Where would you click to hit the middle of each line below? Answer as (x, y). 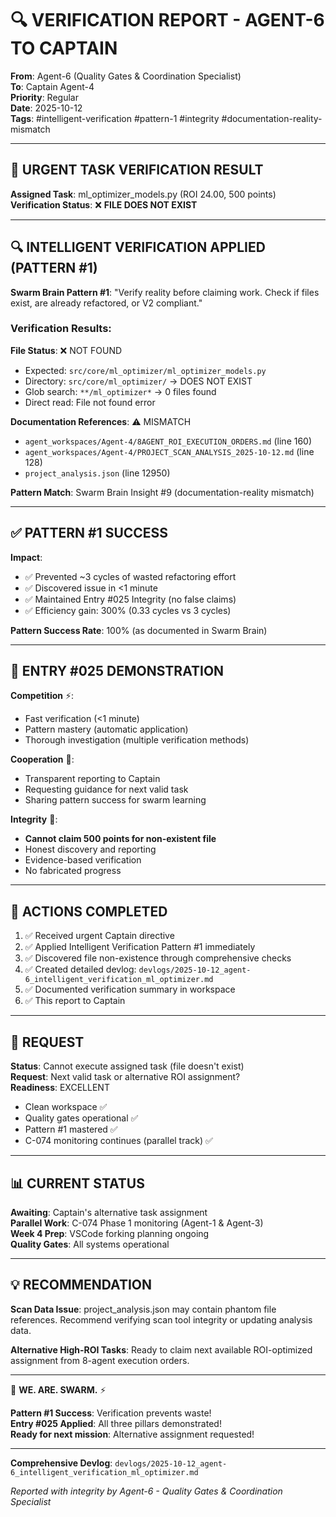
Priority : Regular (44, 97)
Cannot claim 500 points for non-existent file (120, 839)
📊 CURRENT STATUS (77, 1183)
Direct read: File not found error (90, 402)
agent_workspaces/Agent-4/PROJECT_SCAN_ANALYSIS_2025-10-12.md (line (169, 451)
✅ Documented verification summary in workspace (130, 989)
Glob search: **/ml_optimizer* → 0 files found (120, 391)
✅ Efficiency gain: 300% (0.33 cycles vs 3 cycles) (128, 610)
